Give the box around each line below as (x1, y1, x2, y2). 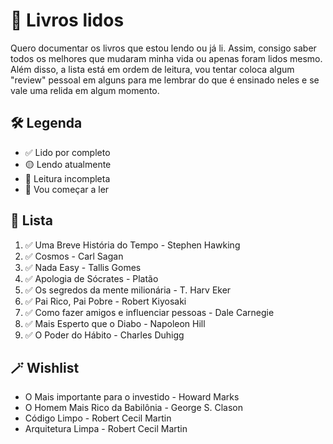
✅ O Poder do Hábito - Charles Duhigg (24, 329, 185, 341)
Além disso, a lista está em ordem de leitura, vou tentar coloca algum (10, 63, 295, 75)
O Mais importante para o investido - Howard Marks (24, 391, 240, 403)
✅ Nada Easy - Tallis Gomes (24, 261, 142, 273)
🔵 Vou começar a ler (24, 183, 110, 195)
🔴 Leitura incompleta (24, 172, 111, 184)
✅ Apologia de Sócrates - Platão (24, 272, 159, 284)
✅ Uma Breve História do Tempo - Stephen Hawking (24, 239, 241, 251)
